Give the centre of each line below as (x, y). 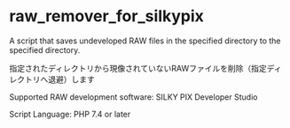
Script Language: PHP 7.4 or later (70, 114)
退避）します (71, 79)
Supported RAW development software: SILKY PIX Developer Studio (133, 97)
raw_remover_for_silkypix (106, 16)
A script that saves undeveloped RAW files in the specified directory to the (145, 41)
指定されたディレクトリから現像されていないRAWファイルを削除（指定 (138, 68)
